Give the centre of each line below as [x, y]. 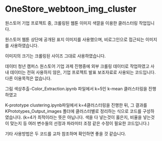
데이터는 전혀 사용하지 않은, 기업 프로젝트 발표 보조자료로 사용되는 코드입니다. [83, 72]
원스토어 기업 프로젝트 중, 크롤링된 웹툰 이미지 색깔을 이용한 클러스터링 [71, 23]
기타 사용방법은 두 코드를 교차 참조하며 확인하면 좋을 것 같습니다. [66, 133]
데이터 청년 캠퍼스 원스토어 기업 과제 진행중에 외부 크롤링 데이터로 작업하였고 [77, 66]
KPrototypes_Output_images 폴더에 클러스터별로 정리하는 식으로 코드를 [73, 111]
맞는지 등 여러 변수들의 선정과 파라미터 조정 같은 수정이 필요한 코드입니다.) [80, 123]
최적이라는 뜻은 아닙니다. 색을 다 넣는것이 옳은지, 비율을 [90, 117]
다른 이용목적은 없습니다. [28, 78]
